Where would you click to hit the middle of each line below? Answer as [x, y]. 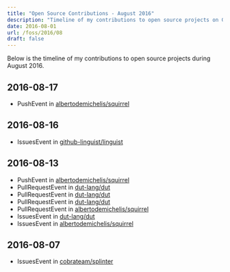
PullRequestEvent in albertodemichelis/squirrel [83, 209]
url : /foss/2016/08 [35, 33]
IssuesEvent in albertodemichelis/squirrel [75, 223]
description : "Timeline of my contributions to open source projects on [113, 20]
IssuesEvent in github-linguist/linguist [70, 142]
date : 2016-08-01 [32, 26]
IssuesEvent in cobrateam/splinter [65, 262]
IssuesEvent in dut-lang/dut [56, 216]
